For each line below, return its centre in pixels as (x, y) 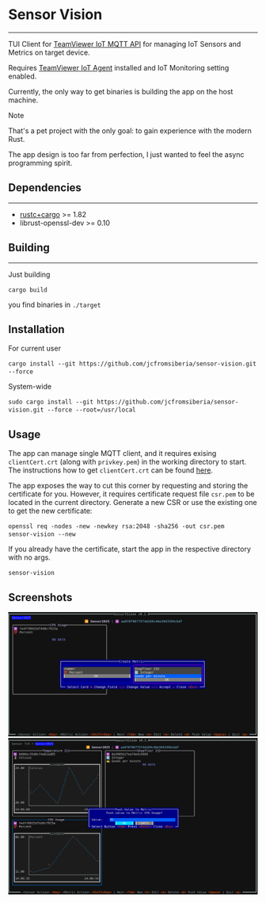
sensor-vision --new (42, 534)
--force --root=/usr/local (91, 410)
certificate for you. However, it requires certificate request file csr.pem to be (131, 494)
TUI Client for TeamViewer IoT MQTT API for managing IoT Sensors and (125, 44)
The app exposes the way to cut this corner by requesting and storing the (128, 486)
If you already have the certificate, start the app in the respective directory (130, 549)
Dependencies (45, 188)
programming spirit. (40, 163)
